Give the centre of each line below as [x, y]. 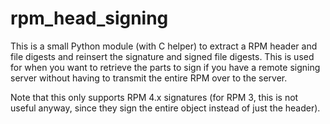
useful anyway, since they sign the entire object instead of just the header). [165, 108]
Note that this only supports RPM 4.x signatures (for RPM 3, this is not [154, 97]
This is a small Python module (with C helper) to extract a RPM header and [164, 46]
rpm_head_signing [89, 18]
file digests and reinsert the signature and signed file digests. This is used [162, 56]
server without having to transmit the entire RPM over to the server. [149, 78]
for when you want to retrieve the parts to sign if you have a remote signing [165, 67]
